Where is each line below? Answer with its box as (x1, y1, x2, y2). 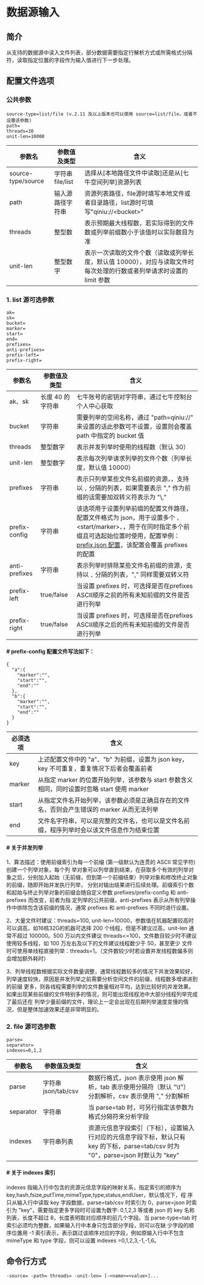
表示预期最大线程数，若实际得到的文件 (84, 219, 194, 227)
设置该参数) (6, 117, 32, 123)
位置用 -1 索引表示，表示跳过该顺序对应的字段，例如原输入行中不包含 (11, 1229, 185, 1236)
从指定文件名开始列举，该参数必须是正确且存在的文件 (37, 796, 190, 805)
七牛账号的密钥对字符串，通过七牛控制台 (76, 392, 192, 401)
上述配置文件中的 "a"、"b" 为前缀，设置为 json (37, 755, 171, 764)
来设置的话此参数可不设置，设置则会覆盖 (76, 422, 192, 431)
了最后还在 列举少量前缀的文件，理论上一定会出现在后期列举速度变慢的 (6, 998, 183, 1006)
